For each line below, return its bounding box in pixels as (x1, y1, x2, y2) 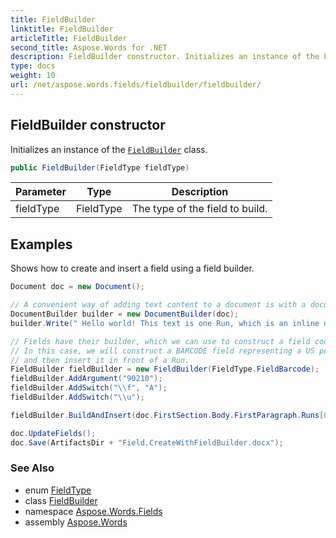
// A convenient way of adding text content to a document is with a (10, 300, 307, 310)
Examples (10, 236, 73, 253)
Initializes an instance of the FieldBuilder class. (10, 143, 208, 155)
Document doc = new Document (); (10, 282, 145, 292)
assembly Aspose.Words (24, 516, 128, 528)
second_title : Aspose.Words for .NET (10, 42, 168, 53)
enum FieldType (24, 484, 92, 496)
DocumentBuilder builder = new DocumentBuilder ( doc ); (10, 309, 240, 319)
